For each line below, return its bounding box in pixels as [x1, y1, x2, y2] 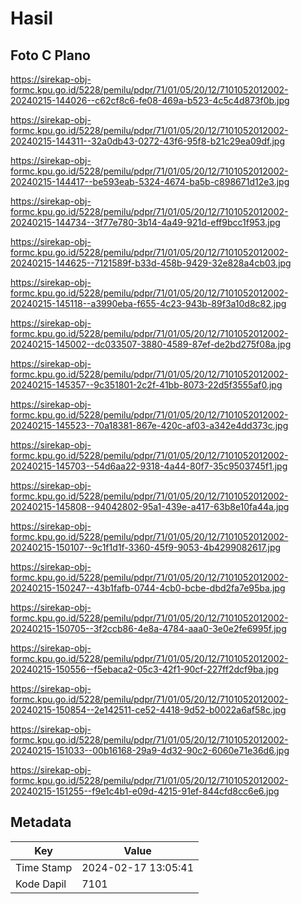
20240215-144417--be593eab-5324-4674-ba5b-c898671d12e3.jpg [10, 176, 290, 187]
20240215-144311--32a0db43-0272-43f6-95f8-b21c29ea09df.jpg [10, 135, 286, 147]
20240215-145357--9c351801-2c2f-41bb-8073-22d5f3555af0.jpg [10, 379, 283, 391]
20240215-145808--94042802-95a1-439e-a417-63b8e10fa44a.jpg [10, 501, 290, 512]
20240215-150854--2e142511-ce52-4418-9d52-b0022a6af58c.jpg [10, 704, 287, 716]
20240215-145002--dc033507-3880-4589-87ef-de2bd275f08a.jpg [10, 338, 292, 350]
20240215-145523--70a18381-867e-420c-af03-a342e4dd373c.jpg [10, 420, 289, 431]
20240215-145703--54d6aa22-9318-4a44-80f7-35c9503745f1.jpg [10, 460, 288, 472]
